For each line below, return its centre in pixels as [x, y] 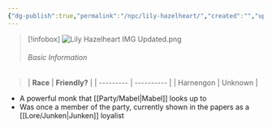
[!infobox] [44, 39]
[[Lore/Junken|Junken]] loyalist [72, 115]
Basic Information [57, 58]
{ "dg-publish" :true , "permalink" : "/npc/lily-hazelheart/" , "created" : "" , [131, 16]
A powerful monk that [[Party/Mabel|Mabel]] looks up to [113, 98]
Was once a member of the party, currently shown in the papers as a [134, 107]
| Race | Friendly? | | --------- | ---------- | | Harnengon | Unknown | [142, 83]
